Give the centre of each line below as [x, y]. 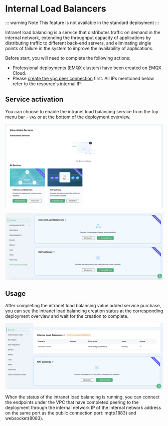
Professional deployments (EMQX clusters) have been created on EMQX [87, 68]
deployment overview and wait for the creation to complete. [67, 316]
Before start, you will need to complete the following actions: [68, 58]
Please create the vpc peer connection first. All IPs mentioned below [83, 78]
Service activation [34, 99]
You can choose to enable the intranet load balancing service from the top [82, 111]
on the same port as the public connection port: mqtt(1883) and [71, 413]
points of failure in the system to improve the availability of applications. [79, 48]
